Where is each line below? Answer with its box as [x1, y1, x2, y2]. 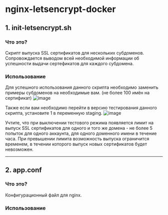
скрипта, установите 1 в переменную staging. [5, 110, 102, 116]
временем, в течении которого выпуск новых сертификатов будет [5, 141, 147, 147]
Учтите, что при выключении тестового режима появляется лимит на [5, 120, 154, 126]
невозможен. [5, 146, 33, 152]
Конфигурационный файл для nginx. [5, 192, 82, 198]
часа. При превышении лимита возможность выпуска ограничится [5, 136, 149, 142]
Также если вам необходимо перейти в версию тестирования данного [5, 105, 157, 111]
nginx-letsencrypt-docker [5, 4, 116, 15]
